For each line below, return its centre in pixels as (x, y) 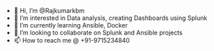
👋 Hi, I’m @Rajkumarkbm (49, 11)
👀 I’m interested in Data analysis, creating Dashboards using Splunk (110, 18)
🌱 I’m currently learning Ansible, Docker (71, 25)
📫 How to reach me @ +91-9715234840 (72, 40)
